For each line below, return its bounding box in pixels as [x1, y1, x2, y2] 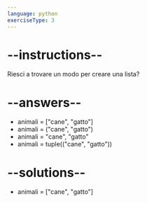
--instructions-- [7, 47, 103, 63]
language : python [7, 10, 58, 17]
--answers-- [7, 94, 82, 111]
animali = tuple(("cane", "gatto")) [17, 140, 113, 148]
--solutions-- [7, 164, 86, 181]
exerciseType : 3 [7, 17, 55, 24]
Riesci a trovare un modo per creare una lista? [7, 70, 140, 78]
